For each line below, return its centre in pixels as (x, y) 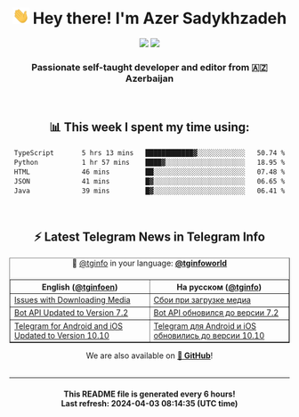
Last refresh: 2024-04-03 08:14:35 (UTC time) (149, 403)
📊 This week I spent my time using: (149, 127)
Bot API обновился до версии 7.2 (216, 313)
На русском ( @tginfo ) (219, 287)
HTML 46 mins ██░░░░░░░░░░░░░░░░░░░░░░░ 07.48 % (149, 172)
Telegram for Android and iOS (69, 326)
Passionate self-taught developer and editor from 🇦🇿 (149, 67)
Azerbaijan (149, 78)
